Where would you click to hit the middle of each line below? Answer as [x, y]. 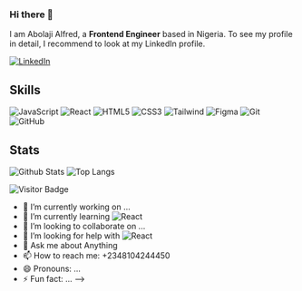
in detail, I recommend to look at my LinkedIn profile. [107, 44]
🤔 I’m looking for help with [71, 236]
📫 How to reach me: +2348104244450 [96, 255]
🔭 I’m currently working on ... [76, 207]
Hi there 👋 [32, 15]
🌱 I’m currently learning [66, 216]
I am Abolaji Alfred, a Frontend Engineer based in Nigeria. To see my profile [151, 34]
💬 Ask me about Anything [70, 245]
